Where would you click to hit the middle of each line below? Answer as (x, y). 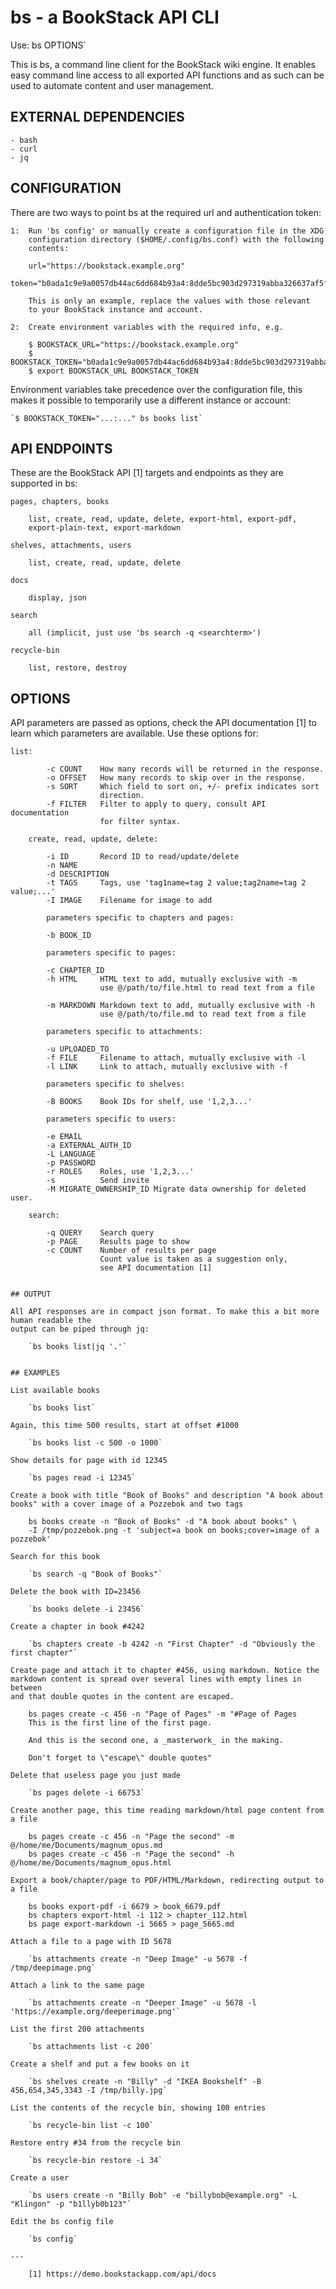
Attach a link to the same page (77, 1986)
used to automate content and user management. (112, 85)
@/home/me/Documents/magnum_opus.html (91, 1863)
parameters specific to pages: (111, 953)
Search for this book (55, 1557)
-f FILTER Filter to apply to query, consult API (156, 804)
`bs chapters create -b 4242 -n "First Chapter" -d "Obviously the (171, 1644)
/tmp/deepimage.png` (53, 1968)
